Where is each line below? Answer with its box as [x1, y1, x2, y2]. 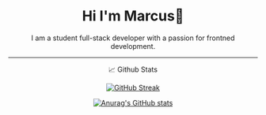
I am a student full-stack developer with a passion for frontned [31, 33, 235, 43]
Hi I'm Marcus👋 [82, 7, 184, 25]
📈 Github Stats [108, 65, 158, 74]
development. [110, 41, 156, 50]
